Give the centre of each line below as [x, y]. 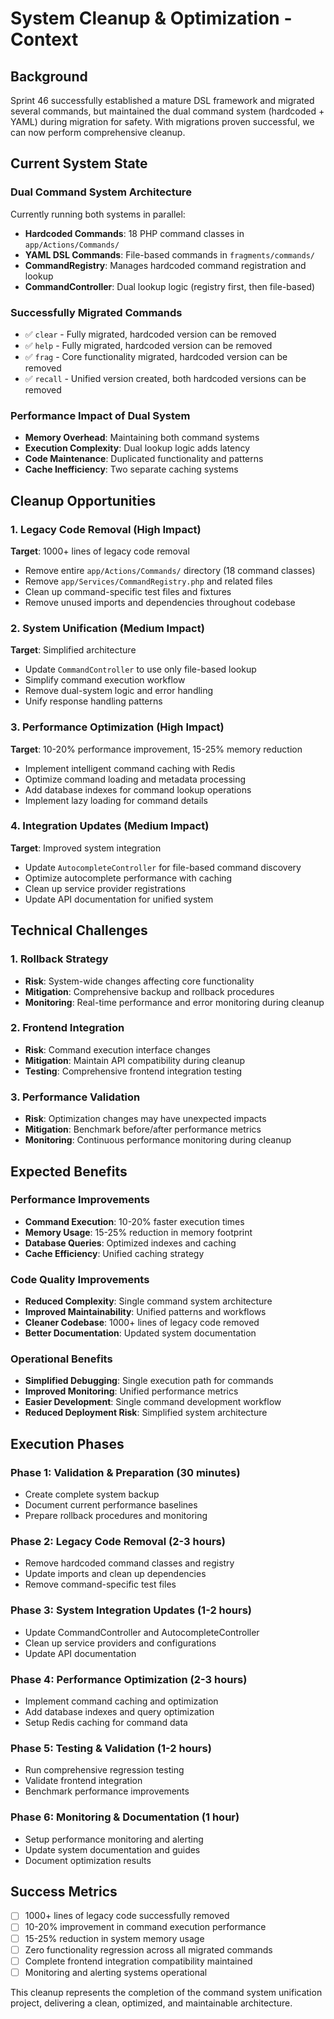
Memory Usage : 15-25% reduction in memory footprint [138, 1232]
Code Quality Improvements [80, 1279]
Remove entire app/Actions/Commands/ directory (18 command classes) [170, 570]
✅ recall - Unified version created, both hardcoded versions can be [165, 378]
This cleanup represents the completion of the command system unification [166, 1992]
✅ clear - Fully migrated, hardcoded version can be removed [150, 334]
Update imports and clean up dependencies [115, 1574]
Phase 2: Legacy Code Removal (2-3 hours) [118, 1542]
